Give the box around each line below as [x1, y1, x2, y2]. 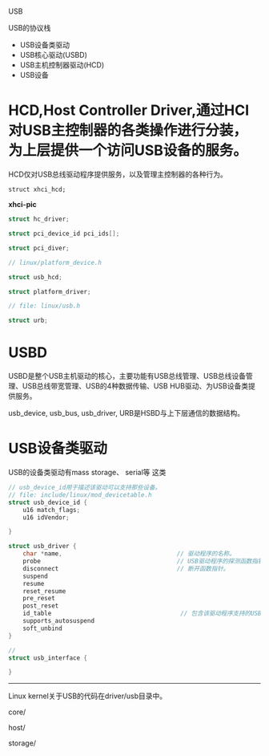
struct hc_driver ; [8, 215, 70, 223]
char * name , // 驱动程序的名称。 [22, 550, 236, 558]
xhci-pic [8, 200, 38, 209]
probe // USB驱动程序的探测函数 [22, 557, 252, 565]
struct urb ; [8, 316, 48, 325]
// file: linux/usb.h [8, 302, 81, 311]
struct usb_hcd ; [8, 273, 62, 281]
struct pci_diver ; [8, 244, 70, 252]
